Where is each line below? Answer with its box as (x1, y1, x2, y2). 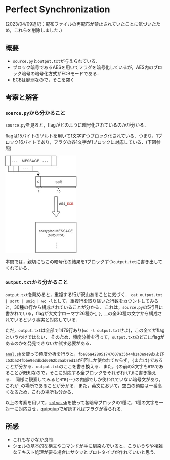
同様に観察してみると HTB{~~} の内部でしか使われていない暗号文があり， (15, 376, 163, 382)
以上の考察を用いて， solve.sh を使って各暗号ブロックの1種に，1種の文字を (5, 399, 159, 405)
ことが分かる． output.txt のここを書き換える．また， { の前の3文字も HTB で (5, 363, 159, 369)
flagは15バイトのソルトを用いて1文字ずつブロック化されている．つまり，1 (5, 133, 158, 139)
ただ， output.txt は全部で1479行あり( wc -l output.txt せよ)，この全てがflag (5, 327, 165, 333)
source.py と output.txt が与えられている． (12, 58, 100, 64)
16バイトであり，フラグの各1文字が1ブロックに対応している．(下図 (18, 139, 157, 145)
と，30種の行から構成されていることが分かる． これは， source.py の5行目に (5, 304, 163, 310)
